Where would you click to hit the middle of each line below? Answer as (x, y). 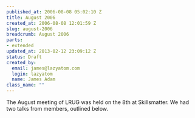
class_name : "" (26, 85)
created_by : (21, 62)
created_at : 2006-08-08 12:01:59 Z (51, 23)
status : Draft (24, 57)
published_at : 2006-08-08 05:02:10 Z (54, 12)
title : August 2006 (31, 18)
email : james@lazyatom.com (46, 68)
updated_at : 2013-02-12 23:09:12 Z (51, 51)
